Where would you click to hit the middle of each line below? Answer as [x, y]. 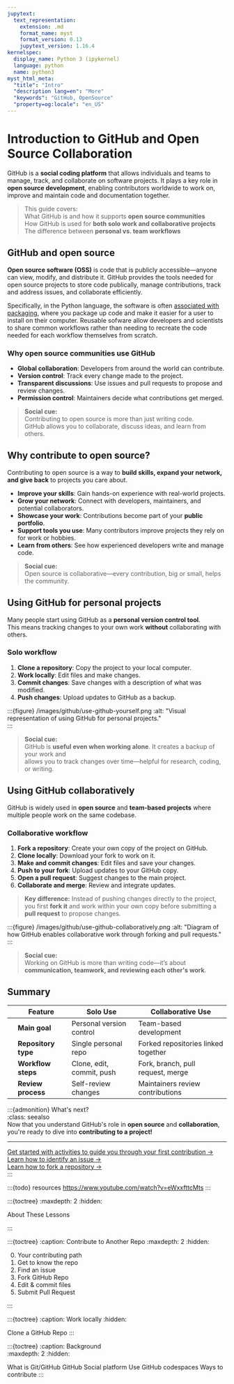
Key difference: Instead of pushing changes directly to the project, [120, 898]
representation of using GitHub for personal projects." [84, 718]
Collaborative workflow [48, 832]
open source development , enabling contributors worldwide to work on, [111, 188]
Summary [29, 992]
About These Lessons [39, 1215]
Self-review [91, 1083]
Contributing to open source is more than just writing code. [109, 418]
